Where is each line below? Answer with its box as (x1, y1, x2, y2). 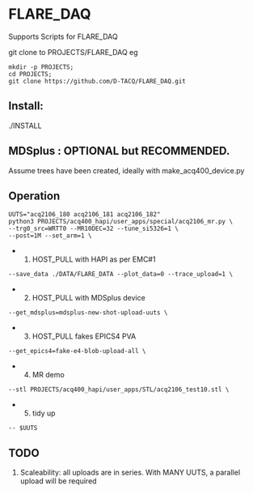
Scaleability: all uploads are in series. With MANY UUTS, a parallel (19, 467, 241, 478)
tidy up (32, 408, 56, 418)
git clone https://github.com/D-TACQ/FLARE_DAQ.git (8, 77, 186, 85)
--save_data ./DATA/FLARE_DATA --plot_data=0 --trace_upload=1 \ (8, 270, 233, 279)
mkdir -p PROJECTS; (8, 62, 74, 71)
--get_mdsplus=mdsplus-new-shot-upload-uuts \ (8, 309, 168, 317)
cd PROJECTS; (8, 70, 53, 78)
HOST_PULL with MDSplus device (32, 293, 145, 303)
